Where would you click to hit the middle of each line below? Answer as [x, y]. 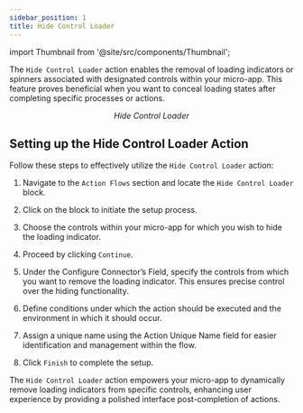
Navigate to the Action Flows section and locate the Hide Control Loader [158, 183]
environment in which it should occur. [92, 318]
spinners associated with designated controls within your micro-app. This [146, 78]
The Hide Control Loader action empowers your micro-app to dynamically [147, 381]
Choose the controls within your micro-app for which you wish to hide [152, 227]
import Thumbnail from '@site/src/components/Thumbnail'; [120, 51]
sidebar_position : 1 [48, 18]
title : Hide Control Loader [62, 26]
